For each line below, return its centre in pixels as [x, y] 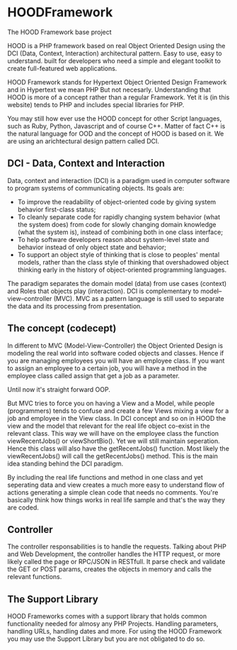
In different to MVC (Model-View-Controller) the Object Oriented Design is [115, 346]
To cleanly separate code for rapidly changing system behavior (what [119, 216]
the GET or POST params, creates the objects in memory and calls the [110, 569]
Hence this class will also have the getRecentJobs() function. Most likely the [118, 448]
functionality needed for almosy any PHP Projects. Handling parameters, [113, 624]
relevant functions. [35, 577]
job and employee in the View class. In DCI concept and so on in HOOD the [117, 418]
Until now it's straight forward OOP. [59, 389]
